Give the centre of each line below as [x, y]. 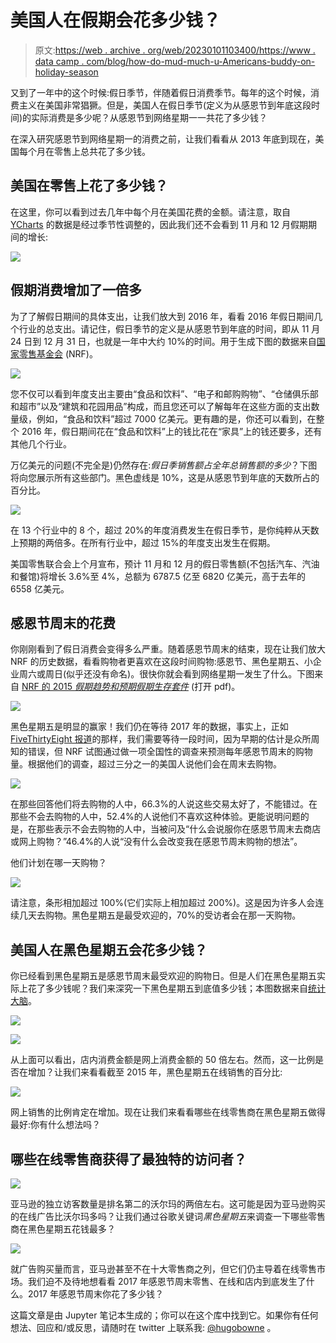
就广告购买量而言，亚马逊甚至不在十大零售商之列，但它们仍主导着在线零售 [163, 1269]
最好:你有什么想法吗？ [56, 1125]
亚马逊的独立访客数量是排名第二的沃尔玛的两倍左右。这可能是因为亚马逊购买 [168, 1204]
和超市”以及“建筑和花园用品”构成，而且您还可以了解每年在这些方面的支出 [161, 406]
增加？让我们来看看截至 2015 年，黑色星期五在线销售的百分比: [155, 1072]
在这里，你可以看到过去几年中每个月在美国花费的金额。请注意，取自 [150, 212]
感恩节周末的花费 [63, 622]
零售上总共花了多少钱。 [102, 151]
